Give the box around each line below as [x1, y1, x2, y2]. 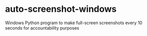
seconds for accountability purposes [5, 25, 79, 31]
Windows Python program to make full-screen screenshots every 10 [5, 20, 143, 26]
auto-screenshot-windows [5, 3, 117, 15]
